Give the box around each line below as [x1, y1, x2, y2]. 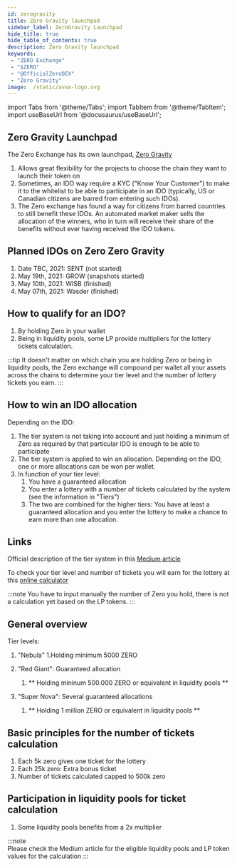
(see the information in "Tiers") [28, 492, 120, 501]
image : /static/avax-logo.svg [7, 83, 100, 91]
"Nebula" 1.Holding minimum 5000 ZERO [17, 651, 137, 660]
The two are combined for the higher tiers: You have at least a [28, 500, 210, 509]
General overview [7, 618, 88, 630]
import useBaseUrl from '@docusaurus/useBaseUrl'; [7, 111, 162, 119]
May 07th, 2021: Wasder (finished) [17, 287, 119, 295]
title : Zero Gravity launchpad [7, 17, 100, 24]
